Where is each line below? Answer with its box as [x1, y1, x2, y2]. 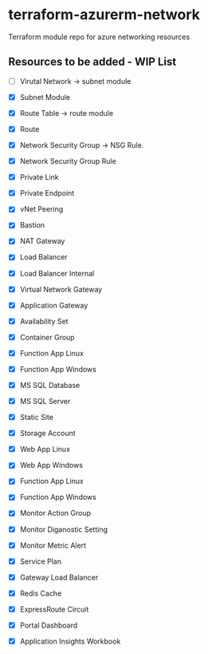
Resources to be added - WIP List [8, 55, 177, 69]
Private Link [19, 172, 59, 182]
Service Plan [19, 557, 62, 566]
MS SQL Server [19, 397, 71, 406]
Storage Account [19, 429, 76, 438]
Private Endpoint [19, 188, 75, 198]
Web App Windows [19, 461, 84, 470]
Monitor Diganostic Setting [19, 525, 108, 534]
